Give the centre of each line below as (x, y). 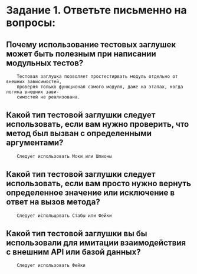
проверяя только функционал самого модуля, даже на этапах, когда (100, 87)
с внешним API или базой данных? (73, 252)
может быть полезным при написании (81, 54)
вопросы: (31, 23)
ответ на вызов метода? (53, 202)
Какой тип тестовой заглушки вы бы (77, 234)
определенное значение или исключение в (91, 193)
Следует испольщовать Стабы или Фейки (64, 216)
